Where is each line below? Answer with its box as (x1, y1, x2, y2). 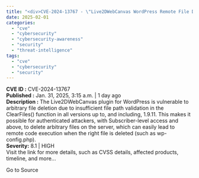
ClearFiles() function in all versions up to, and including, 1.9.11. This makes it (6, 111, 191, 118)
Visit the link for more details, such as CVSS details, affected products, (6, 149, 179, 156)
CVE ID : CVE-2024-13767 (6, 85, 70, 93)
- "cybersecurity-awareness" (11, 36, 84, 42)
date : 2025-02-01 (6, 14, 49, 20)
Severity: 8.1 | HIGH (6, 142, 55, 150)
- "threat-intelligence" (11, 47, 73, 53)
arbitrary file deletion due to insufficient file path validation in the (6, 104, 164, 112)
